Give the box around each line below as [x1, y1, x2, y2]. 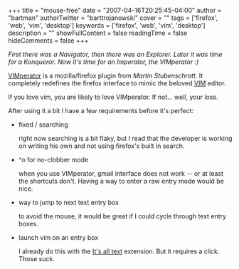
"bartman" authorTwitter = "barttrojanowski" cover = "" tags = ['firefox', [8, 14, 218, 22]
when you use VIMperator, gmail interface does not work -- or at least [18, 169, 223, 177]
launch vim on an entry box [18, 233, 99, 241]
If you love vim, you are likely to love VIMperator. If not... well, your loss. [8, 93, 219, 101]
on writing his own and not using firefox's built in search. [18, 142, 185, 150]
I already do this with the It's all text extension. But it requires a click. [18, 247, 220, 255]
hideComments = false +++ [8, 36, 89, 45]
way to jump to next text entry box [18, 199, 119, 206]
